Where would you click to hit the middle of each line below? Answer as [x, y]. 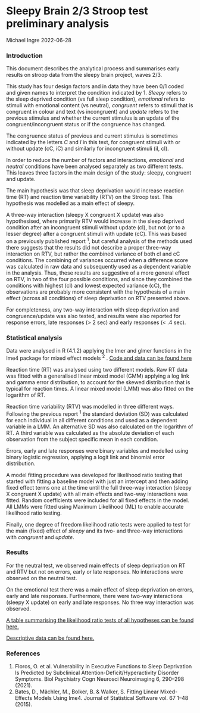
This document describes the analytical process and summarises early [93, 69]
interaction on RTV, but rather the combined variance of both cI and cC [93, 254]
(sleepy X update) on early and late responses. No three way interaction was [100, 602]
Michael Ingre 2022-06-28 [39, 40]
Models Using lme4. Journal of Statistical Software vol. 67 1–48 [111, 698]
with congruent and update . [40, 537]
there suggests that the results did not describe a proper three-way [89, 247]
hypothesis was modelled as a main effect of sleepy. [71, 203]
